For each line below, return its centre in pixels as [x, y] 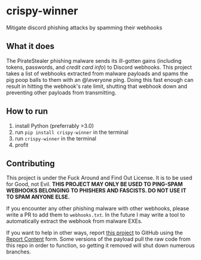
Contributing [31, 163]
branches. [19, 252]
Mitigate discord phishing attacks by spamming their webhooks [84, 27]
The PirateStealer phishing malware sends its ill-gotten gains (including [94, 60]
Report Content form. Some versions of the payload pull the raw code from [98, 239]
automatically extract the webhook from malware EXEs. [74, 221]
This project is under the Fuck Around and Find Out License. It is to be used [99, 178]
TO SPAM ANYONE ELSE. [38, 197]
